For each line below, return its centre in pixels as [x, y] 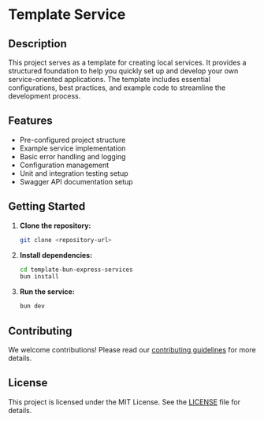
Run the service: [47, 292]
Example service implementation [73, 148]
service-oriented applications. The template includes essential [110, 79]
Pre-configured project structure [73, 140]
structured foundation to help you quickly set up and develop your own [123, 71]
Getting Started [47, 207]
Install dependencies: [56, 255]
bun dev [32, 306]
